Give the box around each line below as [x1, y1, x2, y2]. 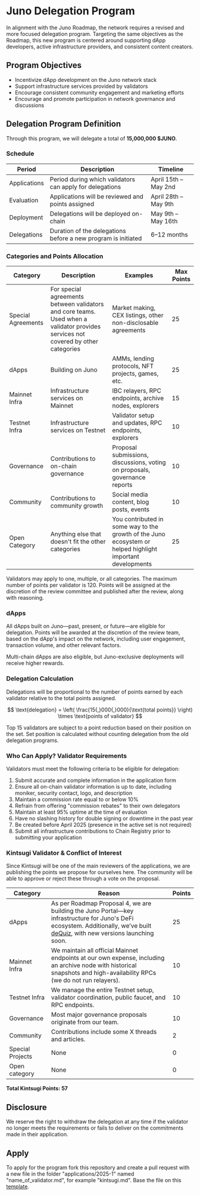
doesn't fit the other [50, 538, 106, 546]
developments [112, 560, 152, 568]
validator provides [50, 323, 101, 331]
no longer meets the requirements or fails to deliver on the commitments [6, 1124, 183, 1131]
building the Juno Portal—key [51, 907, 134, 915]
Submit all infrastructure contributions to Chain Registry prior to [14, 827, 171, 835]
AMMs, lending [112, 354, 155, 363]
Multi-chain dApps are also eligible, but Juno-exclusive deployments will [6, 653, 185, 661]
